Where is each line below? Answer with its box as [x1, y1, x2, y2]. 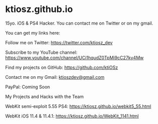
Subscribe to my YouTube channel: [5, 49, 77, 55]
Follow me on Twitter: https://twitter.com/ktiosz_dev [5, 39, 113, 46]
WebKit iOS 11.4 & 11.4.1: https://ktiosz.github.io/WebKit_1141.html [5, 113, 139, 119]
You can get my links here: [5, 30, 60, 36]
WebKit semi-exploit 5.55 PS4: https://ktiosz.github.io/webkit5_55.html [5, 103, 151, 109]
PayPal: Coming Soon [5, 84, 50, 90]
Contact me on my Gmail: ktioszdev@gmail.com [5, 74, 105, 80]
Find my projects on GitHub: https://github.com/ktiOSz [5, 64, 118, 70]
